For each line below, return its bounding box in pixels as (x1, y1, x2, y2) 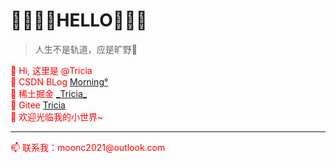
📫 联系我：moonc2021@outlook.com (10, 141, 166, 153)
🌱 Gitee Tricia (10, 99, 66, 111)
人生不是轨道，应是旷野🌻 (34, 43, 138, 55)
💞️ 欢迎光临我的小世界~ (10, 110, 104, 123)
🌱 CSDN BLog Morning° (10, 75, 109, 88)
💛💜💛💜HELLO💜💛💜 (10, 9, 148, 32)
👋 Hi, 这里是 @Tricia (10, 64, 93, 76)
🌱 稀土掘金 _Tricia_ (10, 87, 88, 99)
